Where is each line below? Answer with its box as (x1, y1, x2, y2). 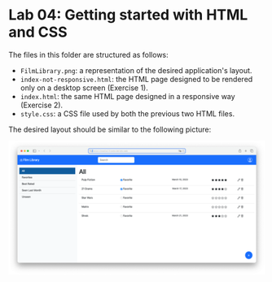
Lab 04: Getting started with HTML (8, 6, 248, 24)
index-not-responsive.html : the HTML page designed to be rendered (20, 74, 253, 84)
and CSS (8, 23, 68, 41)
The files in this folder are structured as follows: (8, 50, 169, 59)
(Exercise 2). (20, 100, 64, 110)
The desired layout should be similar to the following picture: (8, 124, 212, 134)
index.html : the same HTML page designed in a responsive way (20, 91, 235, 101)
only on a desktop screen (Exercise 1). (20, 83, 149, 93)
